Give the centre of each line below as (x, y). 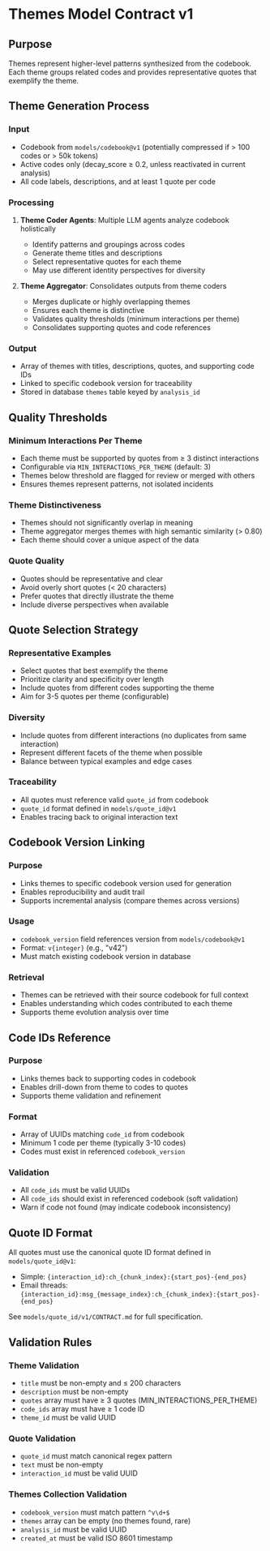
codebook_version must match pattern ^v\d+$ (95, 1512)
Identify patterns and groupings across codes (108, 244)
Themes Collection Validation (68, 1494)
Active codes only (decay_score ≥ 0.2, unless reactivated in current (133, 164)
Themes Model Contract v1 (101, 14)
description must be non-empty (74, 1391)
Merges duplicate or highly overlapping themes (111, 302)
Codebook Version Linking (77, 843)
